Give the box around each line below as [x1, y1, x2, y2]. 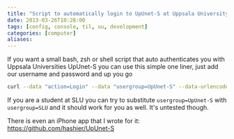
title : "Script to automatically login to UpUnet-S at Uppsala [7, 10, 195, 17]
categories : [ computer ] [7, 29, 77, 37]
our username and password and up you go [7, 70, 133, 79]
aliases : [7, 36, 33, 43]
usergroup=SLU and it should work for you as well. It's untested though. [7, 104, 209, 111]
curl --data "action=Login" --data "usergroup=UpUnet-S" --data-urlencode [7, 83, 229, 90]
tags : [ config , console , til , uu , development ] [7, 23, 148, 30]
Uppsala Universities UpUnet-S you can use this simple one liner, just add [7, 63, 219, 71]
